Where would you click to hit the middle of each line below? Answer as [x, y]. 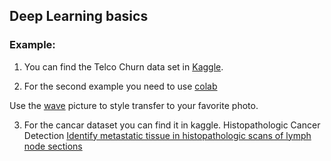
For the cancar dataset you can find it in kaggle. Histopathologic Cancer [172, 125]
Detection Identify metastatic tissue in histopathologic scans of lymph [167, 135]
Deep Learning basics [79, 16]
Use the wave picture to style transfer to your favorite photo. [134, 105]
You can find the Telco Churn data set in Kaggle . [123, 66]
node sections [53, 146]
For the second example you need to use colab [120, 86]
